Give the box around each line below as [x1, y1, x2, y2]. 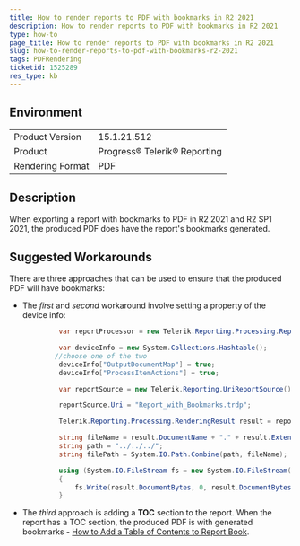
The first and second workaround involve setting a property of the [21, 300, 267, 311]
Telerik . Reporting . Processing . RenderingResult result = [58, 417, 271, 427]
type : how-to [9, 30, 58, 39]
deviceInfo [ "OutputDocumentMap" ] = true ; [58, 360, 216, 369]
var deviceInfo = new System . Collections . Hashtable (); [58, 343, 268, 353]
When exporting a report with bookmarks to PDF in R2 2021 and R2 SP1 [9, 214, 272, 225]
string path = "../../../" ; [58, 442, 164, 451]
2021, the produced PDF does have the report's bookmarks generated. [9, 224, 270, 234]
